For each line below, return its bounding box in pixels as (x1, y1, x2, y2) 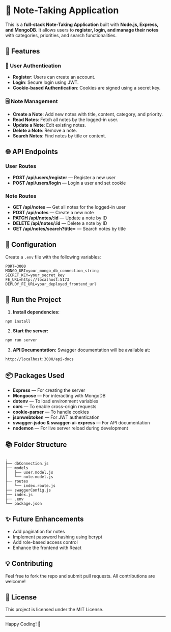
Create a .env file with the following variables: (5, 254, 101, 260)
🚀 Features (5, 47, 40, 55)
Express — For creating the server (12, 387, 85, 393)
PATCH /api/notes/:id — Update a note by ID (12, 215, 107, 221)
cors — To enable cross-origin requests (12, 404, 97, 410)
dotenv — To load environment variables (12, 398, 99, 404)
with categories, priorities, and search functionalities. (5, 32, 117, 38)
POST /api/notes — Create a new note (12, 209, 94, 215)
